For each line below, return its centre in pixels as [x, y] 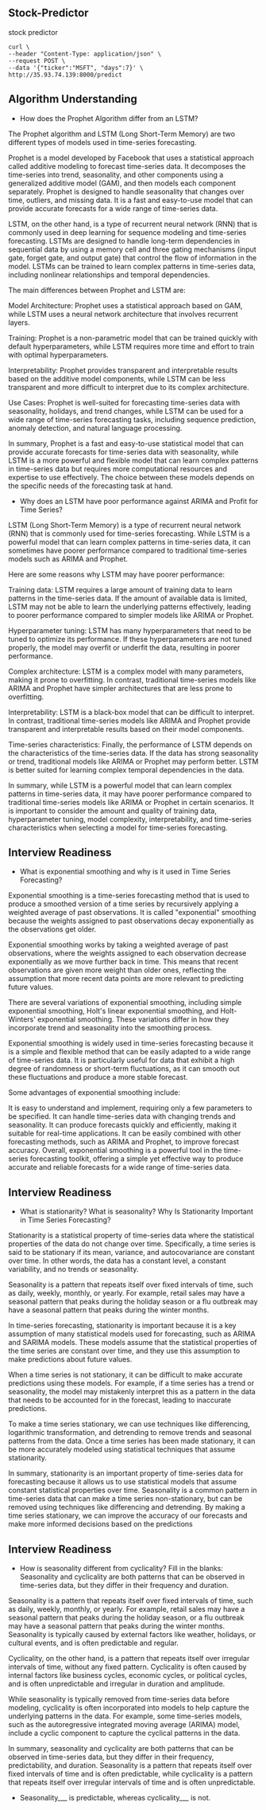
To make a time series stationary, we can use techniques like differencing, [129, 1424]
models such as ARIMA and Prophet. [68, 559]
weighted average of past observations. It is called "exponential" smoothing [132, 913]
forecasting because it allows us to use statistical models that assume [122, 1482]
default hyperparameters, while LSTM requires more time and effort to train [131, 346]
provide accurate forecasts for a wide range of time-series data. [113, 208]
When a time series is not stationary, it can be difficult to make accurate [126, 1375]
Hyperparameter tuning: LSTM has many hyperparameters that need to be [130, 630]
